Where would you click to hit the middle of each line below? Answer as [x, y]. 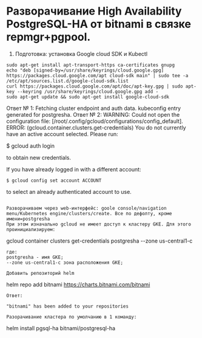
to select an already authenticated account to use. [69, 191]
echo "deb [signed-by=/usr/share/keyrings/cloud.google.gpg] [85, 70]
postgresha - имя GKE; [35, 257]
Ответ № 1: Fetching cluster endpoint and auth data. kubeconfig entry [93, 108]
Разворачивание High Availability [94, 11]
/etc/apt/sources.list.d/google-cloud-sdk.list [68, 81]
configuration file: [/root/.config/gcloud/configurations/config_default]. [95, 121]
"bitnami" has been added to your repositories [68, 306]
